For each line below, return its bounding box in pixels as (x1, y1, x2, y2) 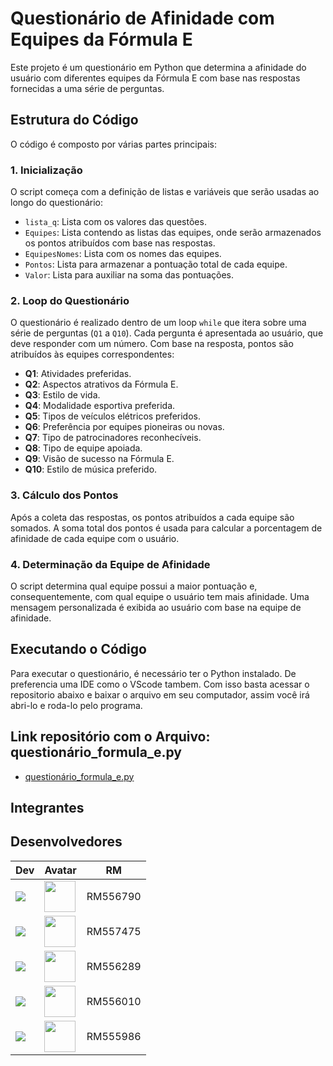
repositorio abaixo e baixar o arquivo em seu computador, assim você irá (10, 688, 310, 701)
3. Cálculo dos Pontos (10, 488, 119, 502)
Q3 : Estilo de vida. (24, 389, 101, 401)
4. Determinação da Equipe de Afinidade (10, 557, 211, 571)
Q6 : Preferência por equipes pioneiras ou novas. (24, 421, 225, 433)
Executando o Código (10, 641, 147, 658)
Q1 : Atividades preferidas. (24, 368, 132, 380)
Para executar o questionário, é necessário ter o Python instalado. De (10, 667, 297, 679)
